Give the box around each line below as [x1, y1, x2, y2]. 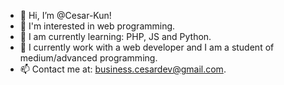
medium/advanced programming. [19, 52, 158, 64]
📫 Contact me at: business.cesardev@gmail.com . [19, 63, 227, 75]
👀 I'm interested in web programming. [19, 20, 176, 32]
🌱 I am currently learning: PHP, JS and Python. [19, 31, 212, 42]
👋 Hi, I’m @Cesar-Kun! [19, 10, 112, 21]
